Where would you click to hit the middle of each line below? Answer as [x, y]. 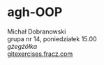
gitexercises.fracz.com [40, 54]
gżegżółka [22, 46]
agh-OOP [35, 12]
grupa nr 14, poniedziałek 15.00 [52, 38]
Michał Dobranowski [37, 31]
